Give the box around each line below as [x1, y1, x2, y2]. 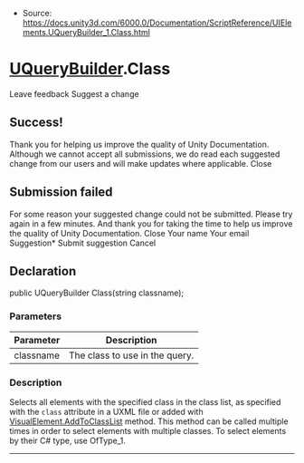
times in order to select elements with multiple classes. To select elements [9, 425, 287, 436]
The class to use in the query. [68, 349, 195, 362]
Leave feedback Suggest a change [9, 88, 139, 99]
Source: [22, 8, 52, 18]
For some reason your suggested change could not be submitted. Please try [9, 208, 293, 219]
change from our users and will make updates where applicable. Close [9, 158, 272, 169]
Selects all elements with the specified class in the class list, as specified [9, 396, 281, 407]
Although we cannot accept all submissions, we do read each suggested [9, 149, 280, 159]
